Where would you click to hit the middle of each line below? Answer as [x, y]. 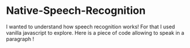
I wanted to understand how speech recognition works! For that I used [91, 27]
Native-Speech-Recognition [76, 11]
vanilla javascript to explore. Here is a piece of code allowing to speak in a [95, 32]
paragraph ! [20, 39]
